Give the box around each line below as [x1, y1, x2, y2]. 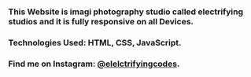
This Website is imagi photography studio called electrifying [8, 6, 244, 17]
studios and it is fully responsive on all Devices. [8, 16, 194, 27]
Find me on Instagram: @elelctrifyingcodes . [8, 58, 180, 69]
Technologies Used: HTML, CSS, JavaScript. [8, 37, 182, 48]
